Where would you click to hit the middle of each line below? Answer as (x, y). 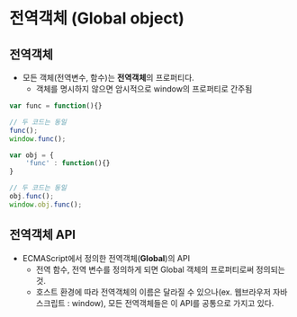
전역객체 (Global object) (97, 18)
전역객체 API (43, 235)
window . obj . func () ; (46, 204)
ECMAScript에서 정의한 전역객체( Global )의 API (106, 258)
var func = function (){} (56, 106)
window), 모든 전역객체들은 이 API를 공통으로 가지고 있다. (173, 303)
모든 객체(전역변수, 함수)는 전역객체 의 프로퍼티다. (108, 78)
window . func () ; (38, 139)
